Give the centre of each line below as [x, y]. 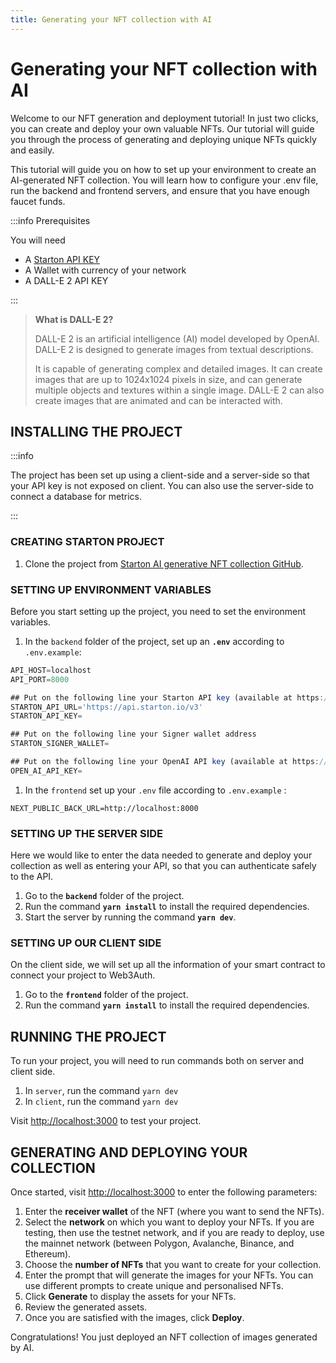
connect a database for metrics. [76, 497]
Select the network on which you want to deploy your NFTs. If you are [169, 1222]
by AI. [22, 1348]
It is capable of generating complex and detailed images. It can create [178, 368]
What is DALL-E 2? [74, 319]
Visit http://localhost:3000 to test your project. [106, 1121]
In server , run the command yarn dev [101, 1091]
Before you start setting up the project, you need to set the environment [158, 611]
